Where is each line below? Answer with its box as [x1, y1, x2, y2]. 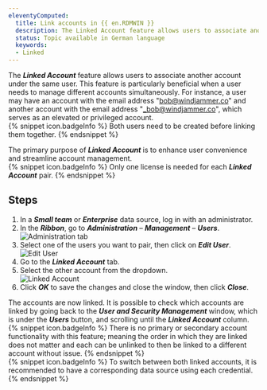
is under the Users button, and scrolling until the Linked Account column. [8, 314, 250, 324]
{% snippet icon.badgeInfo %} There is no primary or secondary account [8, 323, 248, 333]
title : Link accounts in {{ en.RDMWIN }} [15, 19, 155, 27]
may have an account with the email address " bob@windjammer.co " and [8, 96, 246, 105]
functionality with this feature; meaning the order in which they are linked [8, 331, 248, 341]
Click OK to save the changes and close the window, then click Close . [19, 282, 249, 291]
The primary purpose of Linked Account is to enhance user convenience [8, 145, 248, 154]
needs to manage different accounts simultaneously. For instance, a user [8, 88, 247, 96]
